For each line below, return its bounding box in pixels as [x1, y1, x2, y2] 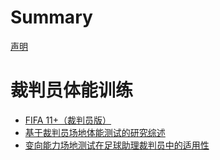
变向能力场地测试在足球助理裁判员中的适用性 [24, 139, 210, 151]
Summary [10, 6, 93, 29]
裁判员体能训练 [10, 79, 134, 102]
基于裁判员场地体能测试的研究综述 [24, 126, 166, 138]
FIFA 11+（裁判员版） [24, 114, 112, 126]
